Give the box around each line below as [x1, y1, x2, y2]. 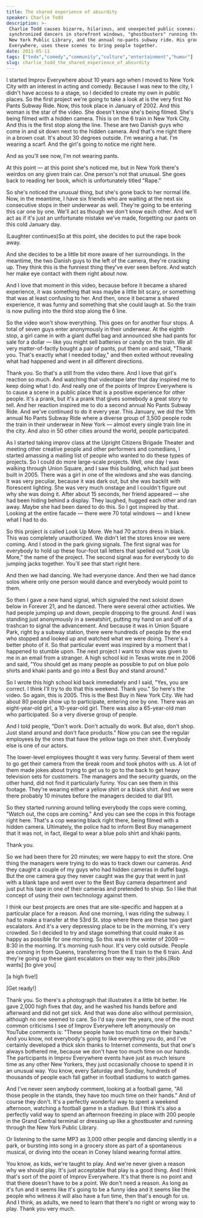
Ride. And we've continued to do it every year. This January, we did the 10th [6, 408, 196, 415]
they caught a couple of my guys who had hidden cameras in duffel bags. [6, 866, 190, 873]
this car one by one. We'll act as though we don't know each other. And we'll [6, 208, 197, 215]
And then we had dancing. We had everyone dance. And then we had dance [6, 571, 196, 578]
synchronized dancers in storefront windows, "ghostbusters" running [8, 31, 188, 38]
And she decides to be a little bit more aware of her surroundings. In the [6, 250, 185, 258]
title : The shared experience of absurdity [6, 8, 118, 15]
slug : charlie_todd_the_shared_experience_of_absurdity [6, 59, 150, 65]
